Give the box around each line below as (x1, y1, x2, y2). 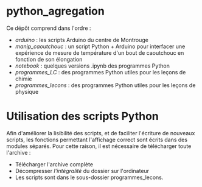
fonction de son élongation (15, 55, 83, 63)
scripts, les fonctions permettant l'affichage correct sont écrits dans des (6, 136, 187, 143)
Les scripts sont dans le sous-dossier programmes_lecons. (15, 174, 164, 181)
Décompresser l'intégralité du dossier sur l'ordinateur (15, 167, 150, 174)
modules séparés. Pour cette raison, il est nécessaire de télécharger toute (6, 142, 192, 150)
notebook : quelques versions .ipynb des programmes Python (15, 62, 170, 69)
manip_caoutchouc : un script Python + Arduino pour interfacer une (15, 43, 186, 50)
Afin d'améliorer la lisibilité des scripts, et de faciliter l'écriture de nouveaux (6, 129, 195, 136)
